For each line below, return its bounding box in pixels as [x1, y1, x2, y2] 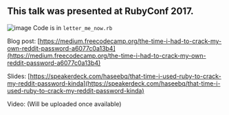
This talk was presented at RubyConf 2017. [7, 5, 194, 17]
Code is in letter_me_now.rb [33, 23, 113, 31]
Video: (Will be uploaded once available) [7, 99, 122, 108]
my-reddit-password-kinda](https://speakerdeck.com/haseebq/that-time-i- [7, 79, 221, 88]
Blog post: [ [7, 37, 40, 45]
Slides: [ [7, 72, 30, 80]
